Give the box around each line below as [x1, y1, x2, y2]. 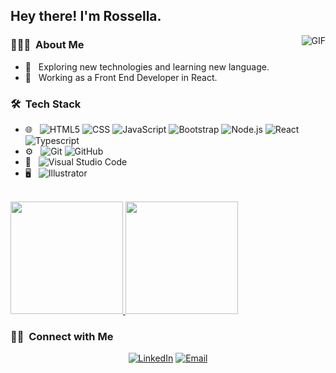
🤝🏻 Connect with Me [10, 329, 114, 343]
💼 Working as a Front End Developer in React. [24, 71, 218, 83]
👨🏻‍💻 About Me [10, 38, 85, 52]
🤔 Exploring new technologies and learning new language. [24, 60, 270, 73]
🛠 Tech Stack [10, 97, 82, 111]
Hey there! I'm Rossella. [10, 8, 162, 25]
